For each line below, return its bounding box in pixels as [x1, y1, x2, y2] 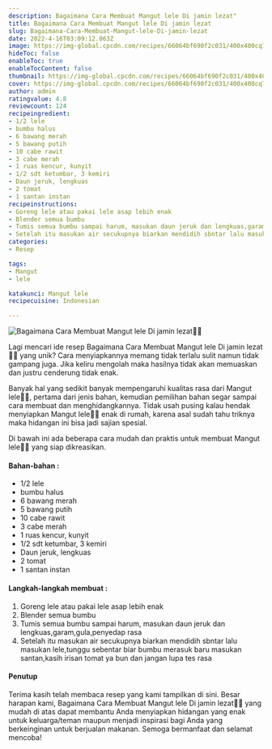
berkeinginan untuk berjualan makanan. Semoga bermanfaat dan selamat [8, 724, 253, 734]
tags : [8, 260, 27, 268]
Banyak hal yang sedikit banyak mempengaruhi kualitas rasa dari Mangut [8, 384, 253, 394]
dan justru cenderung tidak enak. [8, 368, 119, 377]
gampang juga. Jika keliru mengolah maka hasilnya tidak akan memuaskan [8, 360, 257, 369]
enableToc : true [8, 57, 63, 66]
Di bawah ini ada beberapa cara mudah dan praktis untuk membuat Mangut [8, 434, 261, 444]
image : [8, 42, 31, 50]
